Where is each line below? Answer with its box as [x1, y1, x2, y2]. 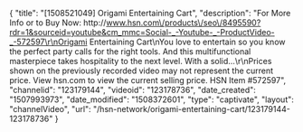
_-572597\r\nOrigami [9, 36, 88, 47]
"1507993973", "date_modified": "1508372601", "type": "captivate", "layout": [9, 94, 294, 105]
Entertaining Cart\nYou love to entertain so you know [89, 36, 286, 47]
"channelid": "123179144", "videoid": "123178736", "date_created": [9, 85, 256, 95]
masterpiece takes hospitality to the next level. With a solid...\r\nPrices [9, 56, 272, 66]
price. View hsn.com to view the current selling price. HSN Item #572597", [9, 75, 287, 85]
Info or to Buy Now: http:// [9, 17, 107, 28]
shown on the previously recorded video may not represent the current [9, 65, 274, 76]
